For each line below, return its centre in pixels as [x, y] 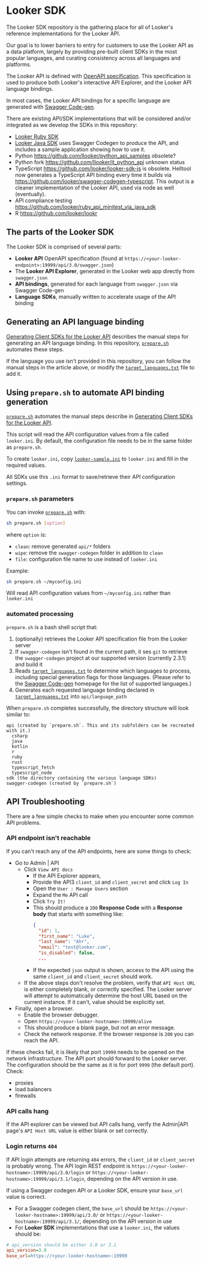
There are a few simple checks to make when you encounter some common [100, 816]
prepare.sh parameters [40, 499]
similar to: [18, 714]
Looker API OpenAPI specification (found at [69, 258]
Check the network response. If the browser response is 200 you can [109, 1034]
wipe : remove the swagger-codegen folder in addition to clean [89, 552]
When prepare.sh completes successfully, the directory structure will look [97, 708]
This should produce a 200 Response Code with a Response [108, 907]
